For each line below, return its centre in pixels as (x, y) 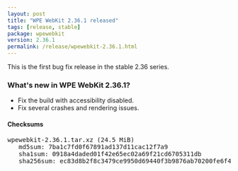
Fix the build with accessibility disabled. (76, 100)
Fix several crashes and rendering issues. (78, 108)
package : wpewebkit (36, 34)
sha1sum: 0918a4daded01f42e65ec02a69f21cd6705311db (110, 154)
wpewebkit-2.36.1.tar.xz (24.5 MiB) (71, 140)
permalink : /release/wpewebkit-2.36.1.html (73, 47)
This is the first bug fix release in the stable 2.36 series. (89, 67)
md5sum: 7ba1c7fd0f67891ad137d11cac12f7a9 (93, 147)
